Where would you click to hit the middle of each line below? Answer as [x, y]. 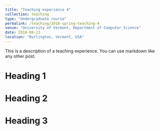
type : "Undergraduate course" [36, 19]
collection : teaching [27, 14]
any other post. [20, 56]
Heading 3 [26, 121]
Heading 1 [26, 76]
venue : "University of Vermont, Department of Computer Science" [73, 28]
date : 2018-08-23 [23, 32]
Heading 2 [26, 98]
